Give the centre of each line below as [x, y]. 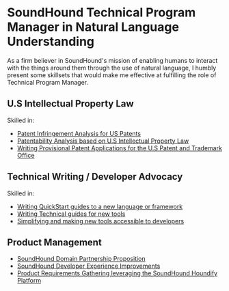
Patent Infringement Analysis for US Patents [79, 133]
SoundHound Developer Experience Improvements [89, 266]
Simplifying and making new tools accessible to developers [100, 221]
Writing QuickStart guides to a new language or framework [100, 206]
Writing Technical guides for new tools [71, 214]
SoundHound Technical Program [102, 13]
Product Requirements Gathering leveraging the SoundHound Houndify [117, 273]
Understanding [51, 42]
